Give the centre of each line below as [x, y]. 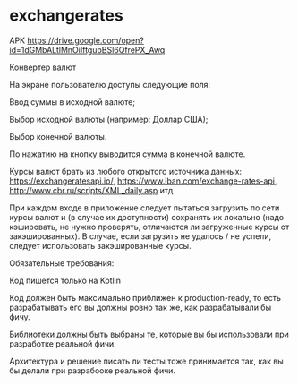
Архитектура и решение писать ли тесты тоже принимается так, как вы [146, 361]
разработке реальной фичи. [63, 343]
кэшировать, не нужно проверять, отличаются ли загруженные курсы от [149, 227]
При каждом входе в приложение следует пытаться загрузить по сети [145, 208]
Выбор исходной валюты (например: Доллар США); [109, 119]
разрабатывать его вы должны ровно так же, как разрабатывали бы [140, 307]
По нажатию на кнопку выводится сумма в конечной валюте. [128, 154]
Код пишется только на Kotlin [65, 280]
